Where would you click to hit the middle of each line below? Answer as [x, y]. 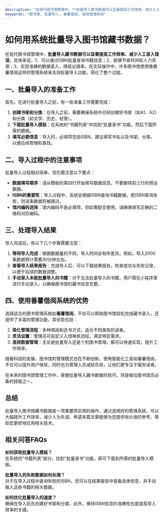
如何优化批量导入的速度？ [31, 497]
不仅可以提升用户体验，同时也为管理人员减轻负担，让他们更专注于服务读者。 [82, 365]
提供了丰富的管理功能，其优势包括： [41, 319]
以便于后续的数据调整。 [36, 271]
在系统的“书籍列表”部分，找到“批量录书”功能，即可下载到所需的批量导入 [77, 458]
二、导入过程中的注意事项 [43, 160]
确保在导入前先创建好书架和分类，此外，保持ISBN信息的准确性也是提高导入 [81, 504]
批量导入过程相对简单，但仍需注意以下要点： [50, 173]
